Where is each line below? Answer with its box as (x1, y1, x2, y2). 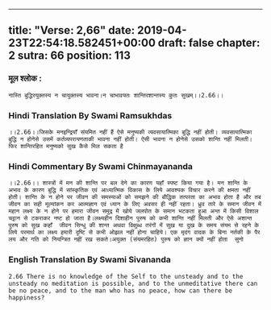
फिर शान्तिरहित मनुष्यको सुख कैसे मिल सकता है (8, 142, 123, 150)
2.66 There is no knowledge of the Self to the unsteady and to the (8, 272, 244, 280)
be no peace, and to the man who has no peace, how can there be (8, 287, 232, 295)
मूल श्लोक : (8, 73, 42, 85)
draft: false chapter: (157, 36, 261, 50)
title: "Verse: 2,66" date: (8, 23, 135, 37)
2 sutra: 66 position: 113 (8, 49, 131, 63)
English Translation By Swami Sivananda (8, 254, 172, 266)
